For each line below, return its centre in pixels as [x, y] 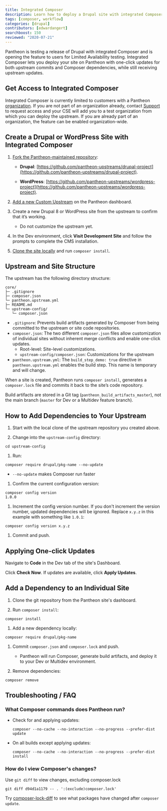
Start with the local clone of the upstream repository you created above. [86, 428]
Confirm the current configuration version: [56, 484]
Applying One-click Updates [50, 551]
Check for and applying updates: [46, 720]
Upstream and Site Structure [50, 266]
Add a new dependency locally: [44, 628]
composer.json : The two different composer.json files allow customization [87, 333]
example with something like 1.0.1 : [48, 517]
